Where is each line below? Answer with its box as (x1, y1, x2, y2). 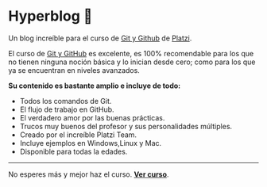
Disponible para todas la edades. (19, 147, 128, 156)
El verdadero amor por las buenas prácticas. (19, 113, 165, 122)
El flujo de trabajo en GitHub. (19, 105, 114, 114)
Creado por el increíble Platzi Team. (19, 130, 137, 139)
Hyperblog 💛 (8, 7, 93, 25)
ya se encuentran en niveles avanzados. (8, 65, 141, 74)
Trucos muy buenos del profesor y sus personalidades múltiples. (19, 121, 233, 131)
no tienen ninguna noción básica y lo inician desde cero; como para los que (8, 57, 256, 67)
